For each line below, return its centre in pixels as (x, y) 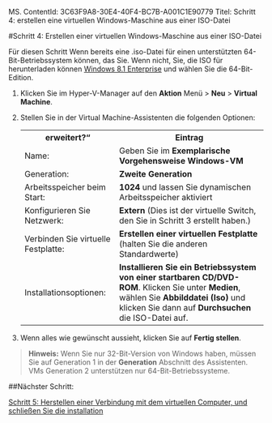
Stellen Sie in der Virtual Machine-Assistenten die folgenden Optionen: (138, 117)
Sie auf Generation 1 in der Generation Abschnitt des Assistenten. (138, 362)
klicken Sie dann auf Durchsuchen (185, 308)
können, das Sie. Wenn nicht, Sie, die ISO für (149, 60)
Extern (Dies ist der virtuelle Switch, (187, 210)
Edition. (21, 77)
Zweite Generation (155, 174)
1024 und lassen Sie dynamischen (185, 187)
